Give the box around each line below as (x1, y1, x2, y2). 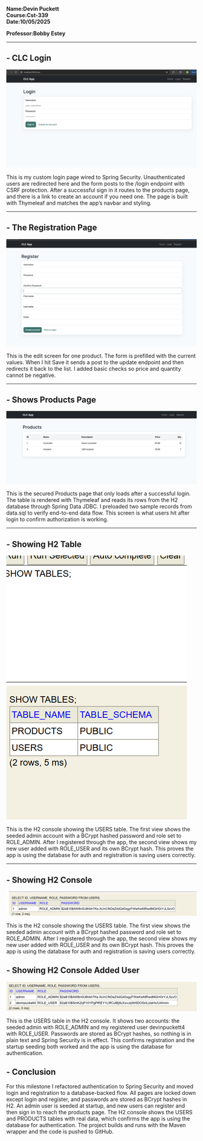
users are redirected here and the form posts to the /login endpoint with (6, 180, 185, 187)
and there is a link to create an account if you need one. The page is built (6, 192, 188, 200)
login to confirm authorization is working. (6, 516, 109, 523)
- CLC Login (6, 53, 51, 63)
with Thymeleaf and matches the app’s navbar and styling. (6, 199, 152, 206)
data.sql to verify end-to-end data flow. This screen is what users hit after (6, 509, 190, 516)
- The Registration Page (6, 223, 97, 233)
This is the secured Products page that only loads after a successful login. (6, 490, 191, 497)
